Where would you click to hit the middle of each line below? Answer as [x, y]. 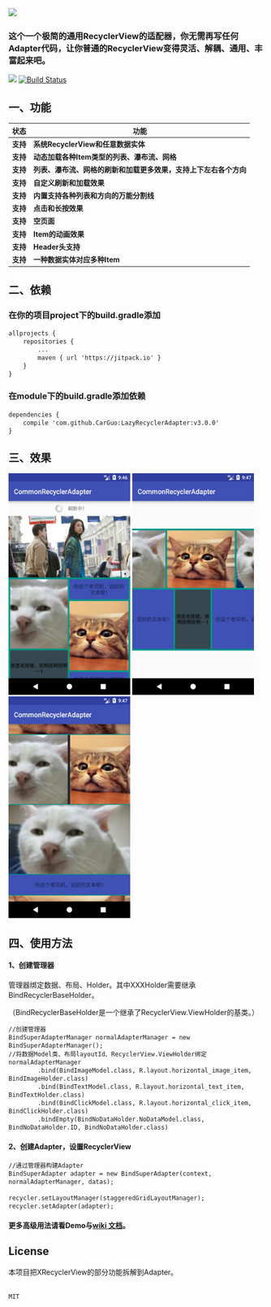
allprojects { [32, 333]
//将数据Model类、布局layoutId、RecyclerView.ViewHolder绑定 [108, 1054]
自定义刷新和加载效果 [69, 182]
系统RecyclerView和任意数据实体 [89, 144]
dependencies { [34, 415]
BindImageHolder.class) [49, 1078]
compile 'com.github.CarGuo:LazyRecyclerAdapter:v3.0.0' [121, 423]
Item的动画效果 [59, 234]
